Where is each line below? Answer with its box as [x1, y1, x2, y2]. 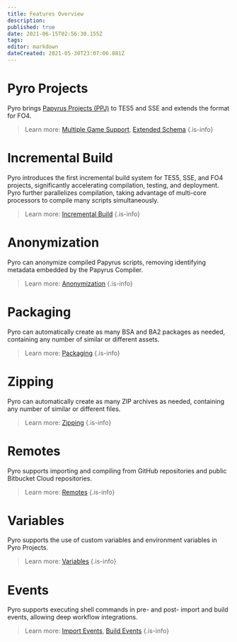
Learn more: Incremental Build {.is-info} [24, 210, 140, 218]
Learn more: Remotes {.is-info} [24, 488, 115, 496]
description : [7, 17, 46, 24]
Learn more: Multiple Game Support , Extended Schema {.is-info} [24, 125, 214, 133]
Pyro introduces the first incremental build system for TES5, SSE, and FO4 [7, 173, 224, 181]
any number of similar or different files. [7, 405, 121, 413]
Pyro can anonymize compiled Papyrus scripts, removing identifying [7, 258, 207, 266]
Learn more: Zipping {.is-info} [24, 418, 112, 427]
